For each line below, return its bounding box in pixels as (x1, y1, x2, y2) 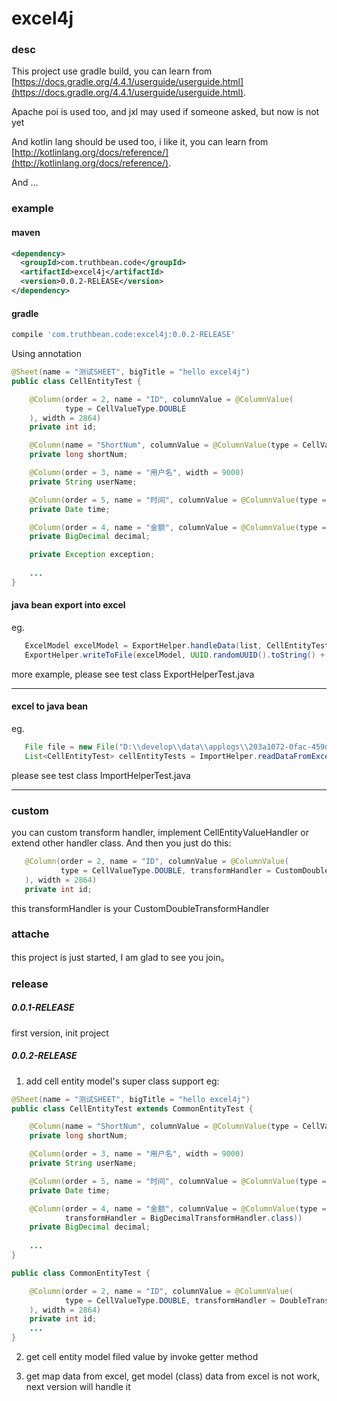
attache (11, 927, 50, 941)
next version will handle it (25, 1381, 131, 1393)
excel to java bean (11, 700, 89, 712)
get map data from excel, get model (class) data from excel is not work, (25, 1370, 321, 1382)
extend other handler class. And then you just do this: (11, 837, 232, 849)
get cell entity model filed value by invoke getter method (25, 1351, 259, 1363)
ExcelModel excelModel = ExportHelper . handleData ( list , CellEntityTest (24, 641, 330, 651)
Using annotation (11, 348, 82, 360)
